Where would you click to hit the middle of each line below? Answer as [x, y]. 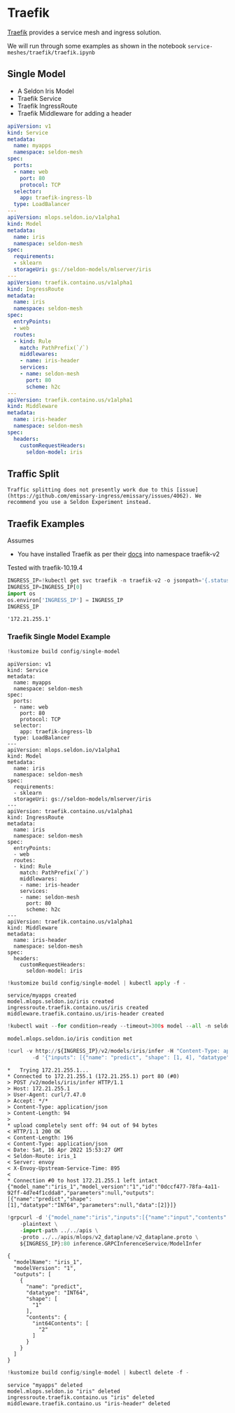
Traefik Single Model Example [59, 637]
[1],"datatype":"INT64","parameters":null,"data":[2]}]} [92, 1206]
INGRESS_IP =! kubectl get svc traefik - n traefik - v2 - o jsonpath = [104, 580]
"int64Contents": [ [61, 1324]
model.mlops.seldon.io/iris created [60, 1002]
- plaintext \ [39, 1224]
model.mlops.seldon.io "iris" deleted [64, 1392]
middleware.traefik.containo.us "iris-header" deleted [89, 1404]
